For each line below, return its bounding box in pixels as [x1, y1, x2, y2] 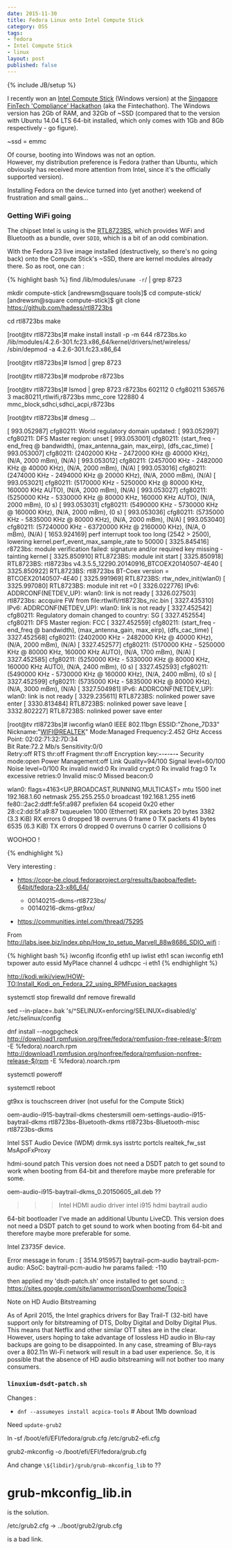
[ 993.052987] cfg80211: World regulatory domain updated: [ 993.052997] [7, 427, 220, 435]
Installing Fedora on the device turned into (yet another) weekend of [7, 186, 202, 194]
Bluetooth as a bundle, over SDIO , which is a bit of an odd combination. [7, 234, 208, 242]
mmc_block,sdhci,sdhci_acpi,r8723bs [7, 400, 115, 408]
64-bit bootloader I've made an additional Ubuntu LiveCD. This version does [7, 1214, 225, 1223]
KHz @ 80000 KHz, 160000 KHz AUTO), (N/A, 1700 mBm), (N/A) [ [7, 647, 195, 656]
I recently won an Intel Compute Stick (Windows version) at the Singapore [7, 94, 218, 103]
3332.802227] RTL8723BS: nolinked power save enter [7, 706, 163, 715]
